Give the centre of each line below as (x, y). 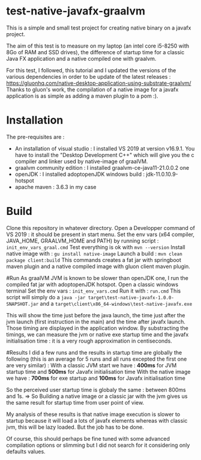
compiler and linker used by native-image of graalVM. (81, 161)
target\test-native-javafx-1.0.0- (131, 297)
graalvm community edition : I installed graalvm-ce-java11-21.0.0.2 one (102, 167)
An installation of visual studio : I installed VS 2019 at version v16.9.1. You (105, 148)
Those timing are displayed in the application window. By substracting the (97, 328)
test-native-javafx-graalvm (76, 11)
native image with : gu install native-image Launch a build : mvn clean (94, 253)
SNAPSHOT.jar (22, 304)
